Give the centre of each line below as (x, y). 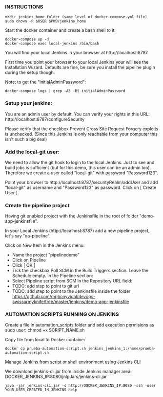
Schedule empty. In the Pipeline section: (52, 276)
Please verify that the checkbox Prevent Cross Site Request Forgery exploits (82, 129)
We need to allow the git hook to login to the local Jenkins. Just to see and (80, 162)
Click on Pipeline (29, 260)
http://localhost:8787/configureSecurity (45, 119)
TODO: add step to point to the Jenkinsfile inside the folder (71, 291)
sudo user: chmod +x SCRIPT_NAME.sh (45, 330)
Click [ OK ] (24, 265)
